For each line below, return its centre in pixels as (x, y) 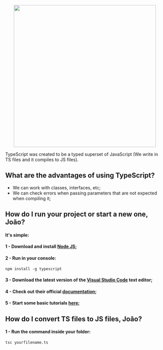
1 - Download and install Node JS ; (41, 246)
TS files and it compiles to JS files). (42, 160)
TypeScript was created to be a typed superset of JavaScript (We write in (82, 154)
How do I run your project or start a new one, (76, 214)
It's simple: (17, 235)
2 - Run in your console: (31, 258)
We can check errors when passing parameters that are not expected (85, 193)
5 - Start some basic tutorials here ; (42, 303)
